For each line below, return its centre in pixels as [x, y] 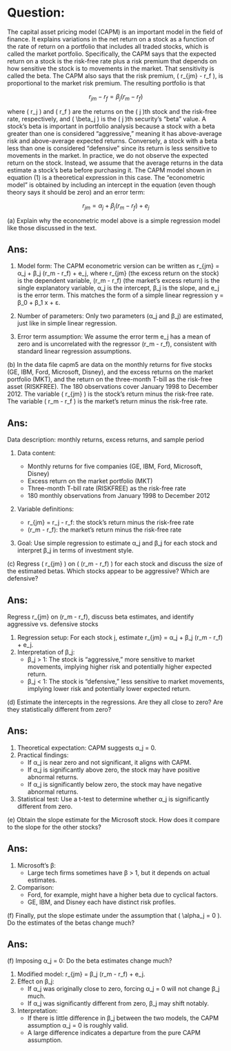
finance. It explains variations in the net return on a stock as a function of [111, 39]
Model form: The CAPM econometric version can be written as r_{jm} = [118, 266]
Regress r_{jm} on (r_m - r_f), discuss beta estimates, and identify [101, 617]
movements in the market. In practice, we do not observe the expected [108, 155]
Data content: [37, 453]
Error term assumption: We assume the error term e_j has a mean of [114, 337]
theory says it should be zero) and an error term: [76, 192]
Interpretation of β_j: [46, 652]
